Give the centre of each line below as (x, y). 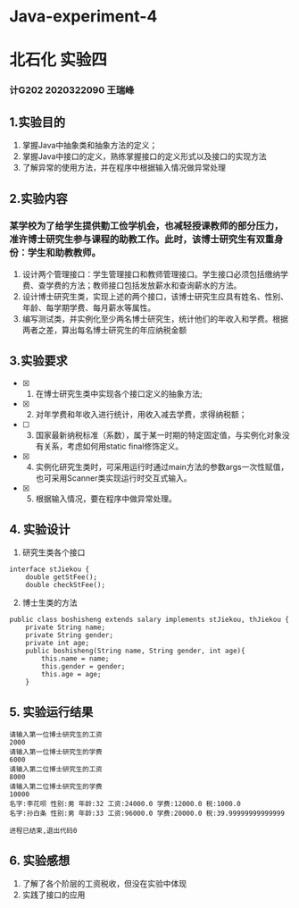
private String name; (65, 627)
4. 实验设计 (40, 530)
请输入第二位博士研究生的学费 (56, 787)
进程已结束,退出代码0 (43, 831)
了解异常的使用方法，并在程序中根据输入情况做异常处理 (124, 168)
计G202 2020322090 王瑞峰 (72, 90)
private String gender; (70, 635)
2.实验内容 (39, 198)
